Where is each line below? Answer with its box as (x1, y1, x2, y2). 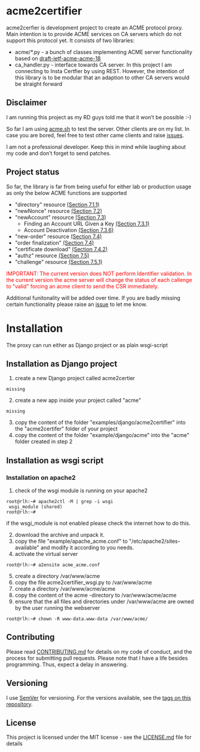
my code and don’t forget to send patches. (6, 149, 112, 157)
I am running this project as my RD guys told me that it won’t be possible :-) (6, 113, 192, 121)
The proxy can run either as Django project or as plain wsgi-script (6, 341, 168, 348)
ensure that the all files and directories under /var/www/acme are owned (14, 598, 194, 605)
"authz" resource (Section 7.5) (14, 252, 90, 259)
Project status (6, 167, 60, 178)
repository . (6, 700, 33, 708)
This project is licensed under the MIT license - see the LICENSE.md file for (6, 733, 192, 741)
